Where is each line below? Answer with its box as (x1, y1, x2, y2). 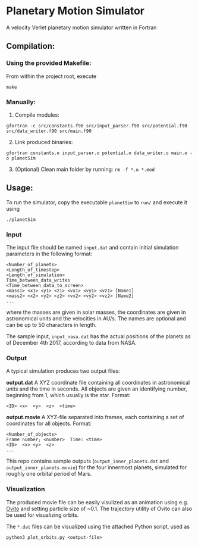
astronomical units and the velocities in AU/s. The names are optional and (6, 315, 186, 322)
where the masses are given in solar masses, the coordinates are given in (6, 308, 186, 316)
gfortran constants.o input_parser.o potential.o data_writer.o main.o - (6, 150, 193, 156)
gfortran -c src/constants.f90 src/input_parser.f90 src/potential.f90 (6, 123, 187, 129)
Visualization (6, 485, 45, 494)
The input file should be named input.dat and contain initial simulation (6, 244, 179, 251)
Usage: (6, 183, 34, 193)
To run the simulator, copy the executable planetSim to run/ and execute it (6, 198, 187, 206)
